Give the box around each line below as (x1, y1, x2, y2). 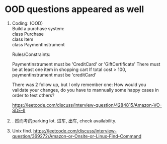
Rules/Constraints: (12, 51, 51, 57)
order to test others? (12, 92, 55, 98)
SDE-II (12, 107, 26, 113)
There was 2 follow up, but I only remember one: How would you (12, 82, 146, 88)
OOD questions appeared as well (5, 4, 144, 15)
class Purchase (12, 31, 44, 37)
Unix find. (12, 127, 32, 134)
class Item (12, 36, 34, 42)
